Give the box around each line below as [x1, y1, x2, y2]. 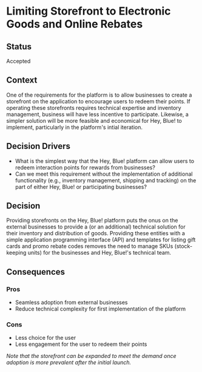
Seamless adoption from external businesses [15, 299, 128, 306]
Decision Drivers [6, 141, 71, 151]
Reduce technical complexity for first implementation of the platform [15, 305, 186, 312]
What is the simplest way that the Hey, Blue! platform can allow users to [15, 157, 195, 165]
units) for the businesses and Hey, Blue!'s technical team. [27, 249, 172, 257]
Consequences [6, 266, 66, 277]
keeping [6, 249, 27, 257]
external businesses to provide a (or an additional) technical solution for [6, 223, 186, 230]
